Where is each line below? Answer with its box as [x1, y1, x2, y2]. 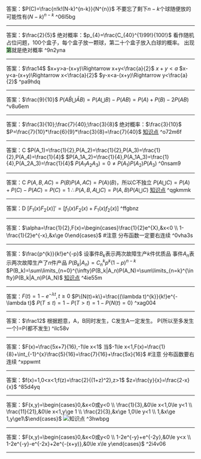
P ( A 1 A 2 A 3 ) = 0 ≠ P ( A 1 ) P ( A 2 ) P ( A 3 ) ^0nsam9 [75, 160, 181, 168]
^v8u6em [6, 103, 29, 110]
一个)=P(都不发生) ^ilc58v [6, 325, 69, 332]
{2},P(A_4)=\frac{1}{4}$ [6, 153, 65, 160]
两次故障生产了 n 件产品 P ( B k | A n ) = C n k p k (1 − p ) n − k [11, 258, 136, 268]
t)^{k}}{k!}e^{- [142, 293, 178, 300]
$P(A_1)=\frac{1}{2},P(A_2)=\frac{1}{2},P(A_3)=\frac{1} [27, 146, 161, 154]
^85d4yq [18, 383, 40, 391]
